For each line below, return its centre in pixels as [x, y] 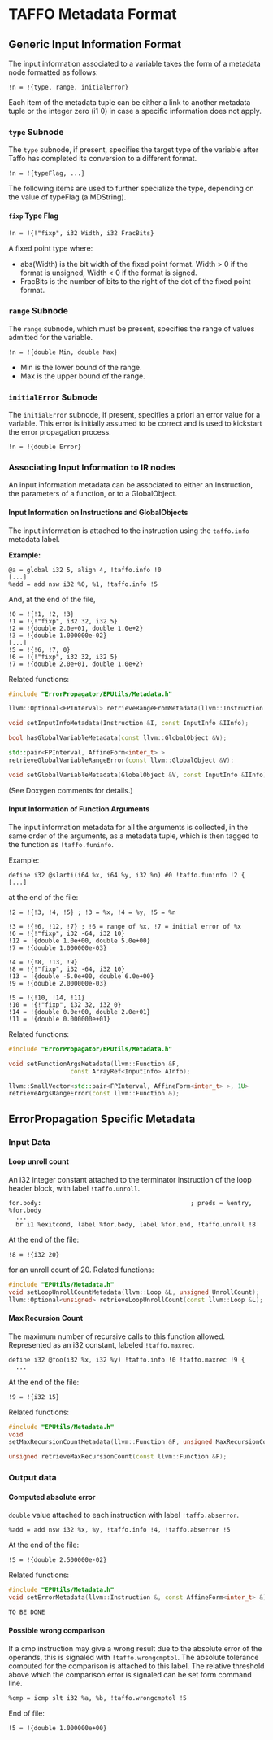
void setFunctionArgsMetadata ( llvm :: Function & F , [94, 1064]
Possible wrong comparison [57, 1631]
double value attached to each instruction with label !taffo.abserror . [124, 1515]
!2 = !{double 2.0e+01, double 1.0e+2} [76, 628]
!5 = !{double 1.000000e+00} [58, 1729]
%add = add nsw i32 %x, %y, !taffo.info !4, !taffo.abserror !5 [119, 1530]
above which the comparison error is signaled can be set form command [130, 1675]
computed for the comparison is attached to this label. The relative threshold [136, 1666]
